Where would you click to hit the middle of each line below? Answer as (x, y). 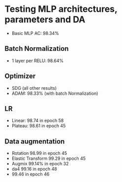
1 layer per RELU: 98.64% (38, 61)
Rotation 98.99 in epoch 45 (39, 153)
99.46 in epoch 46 (30, 174)
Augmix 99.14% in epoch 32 (40, 164)
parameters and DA (45, 19)
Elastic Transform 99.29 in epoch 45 (49, 158)
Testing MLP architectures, (61, 9)
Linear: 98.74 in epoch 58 (38, 121)
